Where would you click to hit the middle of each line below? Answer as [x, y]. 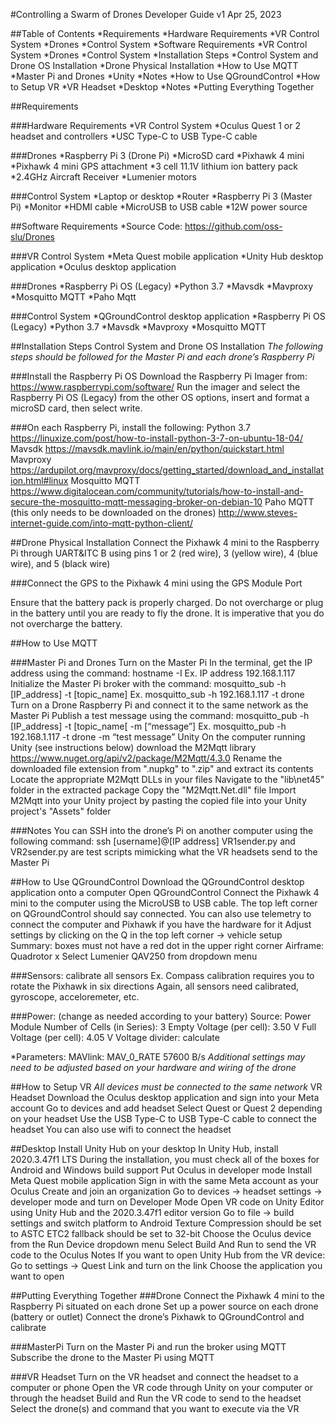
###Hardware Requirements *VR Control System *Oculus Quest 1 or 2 [156, 125]
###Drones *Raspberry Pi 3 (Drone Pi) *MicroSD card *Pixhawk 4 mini [157, 155]
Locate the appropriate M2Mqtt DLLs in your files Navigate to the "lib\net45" [167, 779]
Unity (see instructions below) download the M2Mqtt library [133, 747]
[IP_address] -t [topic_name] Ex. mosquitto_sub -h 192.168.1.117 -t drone [157, 694]
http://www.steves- [258, 512]
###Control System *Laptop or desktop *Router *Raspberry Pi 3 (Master [161, 196]
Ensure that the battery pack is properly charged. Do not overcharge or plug [167, 602]
